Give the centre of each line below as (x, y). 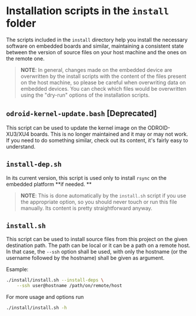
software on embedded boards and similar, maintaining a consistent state (95, 46)
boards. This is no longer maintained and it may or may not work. (109, 134)
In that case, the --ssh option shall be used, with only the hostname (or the (97, 252)
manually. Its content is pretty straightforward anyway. (87, 208)
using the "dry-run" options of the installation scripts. (85, 95)
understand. (21, 146)
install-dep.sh (34, 164)
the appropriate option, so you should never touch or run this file (99, 202)
